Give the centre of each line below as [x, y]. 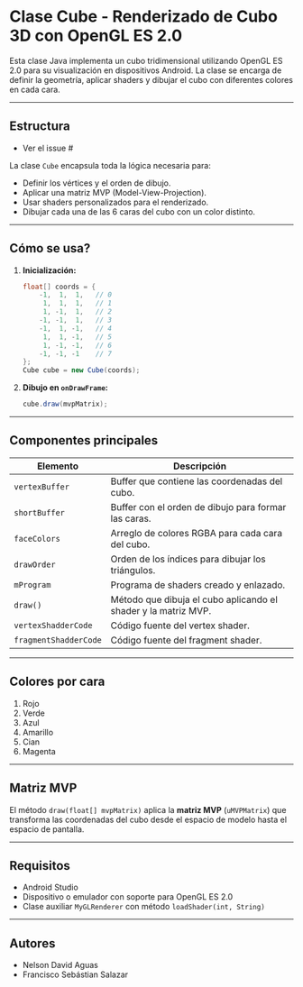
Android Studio [50, 887]
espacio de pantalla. [47, 829]
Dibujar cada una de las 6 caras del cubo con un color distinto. [138, 211]
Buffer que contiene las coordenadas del [197, 481]
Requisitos [40, 866]
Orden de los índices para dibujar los [188, 559]
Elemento [58, 466]
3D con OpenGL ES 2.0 [96, 36]
